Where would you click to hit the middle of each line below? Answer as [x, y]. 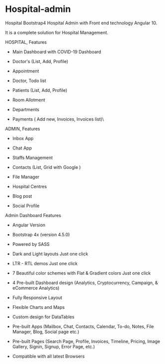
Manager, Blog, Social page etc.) [46, 332]
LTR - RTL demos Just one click [45, 263]
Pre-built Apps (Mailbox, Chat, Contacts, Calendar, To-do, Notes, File [83, 326]
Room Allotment [29, 100]
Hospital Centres [30, 186]
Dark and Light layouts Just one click [50, 254]
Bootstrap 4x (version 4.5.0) [41, 234]
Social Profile [26, 206]
